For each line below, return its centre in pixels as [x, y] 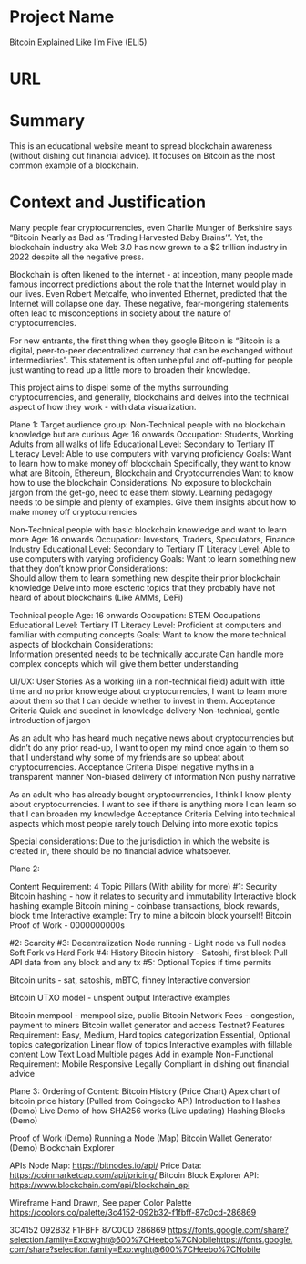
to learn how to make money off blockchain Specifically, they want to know [150, 463]
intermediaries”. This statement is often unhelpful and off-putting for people [151, 360]
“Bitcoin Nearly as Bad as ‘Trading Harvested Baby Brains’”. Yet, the [137, 237]
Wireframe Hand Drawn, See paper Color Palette [101, 1202]
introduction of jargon [50, 720]
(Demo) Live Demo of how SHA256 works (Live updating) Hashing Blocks [148, 1111]
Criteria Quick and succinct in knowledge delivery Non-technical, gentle [144, 711]
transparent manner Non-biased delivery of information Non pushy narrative [153, 777]
